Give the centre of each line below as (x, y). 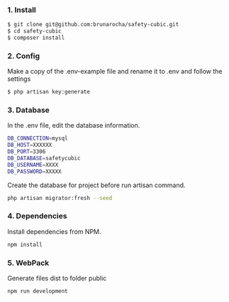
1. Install (22, 10)
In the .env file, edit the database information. (74, 125)
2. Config (24, 56)
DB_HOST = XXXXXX (30, 145)
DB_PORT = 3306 (27, 152)
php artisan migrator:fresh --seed (60, 198)
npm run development (38, 291)
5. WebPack (28, 262)
